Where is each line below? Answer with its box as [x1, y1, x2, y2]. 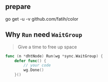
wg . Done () [23, 67, 44, 73]
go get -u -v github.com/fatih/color [5, 16, 79, 22]
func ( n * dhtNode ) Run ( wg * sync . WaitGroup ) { [5, 53, 103, 58]
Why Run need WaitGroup [5, 31, 83, 39]
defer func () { [14, 58, 47, 63]
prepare [5, 3, 31, 11]
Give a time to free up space [17, 44, 77, 50]
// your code [23, 63, 51, 68]
